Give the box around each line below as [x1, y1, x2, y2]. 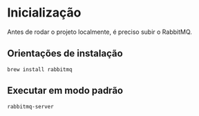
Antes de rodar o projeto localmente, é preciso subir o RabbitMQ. [7, 28, 192, 36]
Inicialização [7, 5, 82, 21]
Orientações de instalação [7, 48, 123, 59]
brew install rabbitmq [7, 66, 73, 73]
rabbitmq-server [7, 103, 54, 110]
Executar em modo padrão [7, 85, 123, 97]
